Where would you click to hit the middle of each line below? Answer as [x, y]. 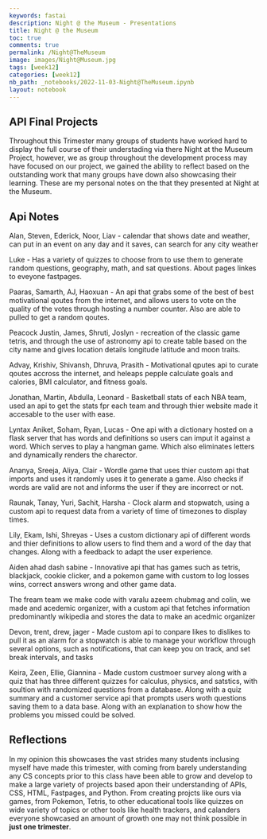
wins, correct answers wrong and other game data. [93, 584]
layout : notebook [38, 89]
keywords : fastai [38, 16]
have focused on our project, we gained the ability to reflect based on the [129, 166]
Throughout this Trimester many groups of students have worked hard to [128, 141]
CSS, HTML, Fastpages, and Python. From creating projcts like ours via [125, 793]
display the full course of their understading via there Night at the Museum [131, 150]
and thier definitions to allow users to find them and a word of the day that [130, 543]
